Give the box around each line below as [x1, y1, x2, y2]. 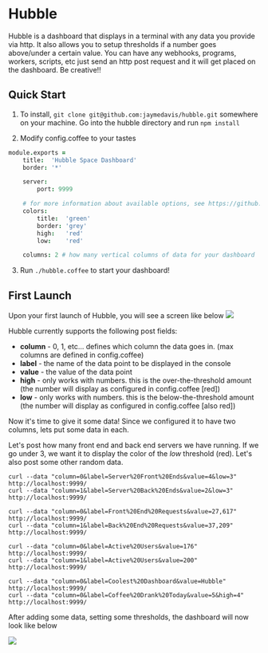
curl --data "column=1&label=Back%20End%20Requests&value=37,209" [8, 521, 234, 530]
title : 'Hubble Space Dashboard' [22, 156, 137, 164]
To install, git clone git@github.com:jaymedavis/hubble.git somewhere [19, 109, 258, 119]
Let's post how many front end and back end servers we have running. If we [8, 440, 259, 450]
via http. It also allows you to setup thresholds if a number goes [8, 39, 217, 49]
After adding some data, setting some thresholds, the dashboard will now [8, 612, 249, 622]
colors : [22, 207, 48, 215]
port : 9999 [37, 185, 73, 194]
